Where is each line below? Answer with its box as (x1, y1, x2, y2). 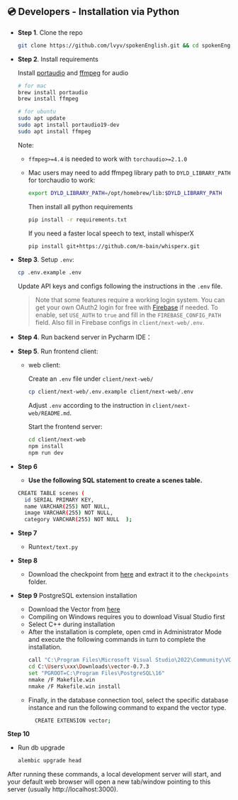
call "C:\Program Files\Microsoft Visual (28, 657, 152, 664)
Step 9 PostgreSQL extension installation (17, 591, 137, 600)
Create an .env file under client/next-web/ (28, 374, 154, 383)
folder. (28, 577, 47, 587)
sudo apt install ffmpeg (17, 128, 91, 135)
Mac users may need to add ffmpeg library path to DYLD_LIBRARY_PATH (28, 168, 231, 177)
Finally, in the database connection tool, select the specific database (28, 696, 229, 704)
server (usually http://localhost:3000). (7, 785, 118, 794)
